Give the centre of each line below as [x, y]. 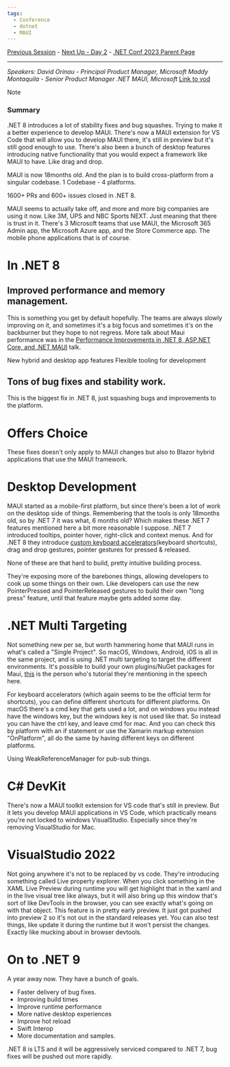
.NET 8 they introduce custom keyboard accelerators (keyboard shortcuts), [112, 543]
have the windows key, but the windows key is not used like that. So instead [114, 716]
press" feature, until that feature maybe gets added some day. [95, 598]
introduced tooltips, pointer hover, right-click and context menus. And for [110, 535]
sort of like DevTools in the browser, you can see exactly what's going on [110, 903]
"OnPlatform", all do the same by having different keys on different [101, 738]
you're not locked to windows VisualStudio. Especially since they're [102, 820]
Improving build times [48, 999]
